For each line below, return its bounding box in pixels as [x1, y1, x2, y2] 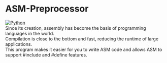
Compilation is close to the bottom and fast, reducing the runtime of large [5, 36, 159, 42]
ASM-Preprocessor [5, 3, 89, 15]
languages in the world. [5, 30, 54, 36]
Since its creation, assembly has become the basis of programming [5, 25, 146, 31]
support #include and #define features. [5, 51, 87, 58]
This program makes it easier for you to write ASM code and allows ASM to [5, 46, 162, 52]
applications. [5, 41, 32, 47]
